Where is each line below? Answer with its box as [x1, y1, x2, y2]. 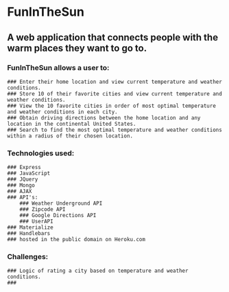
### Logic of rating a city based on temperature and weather [7, 267, 189, 275]
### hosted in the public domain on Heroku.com [7, 236, 146, 243]
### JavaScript [7, 170, 51, 177]
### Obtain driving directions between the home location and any [7, 114, 201, 121]
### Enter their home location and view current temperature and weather [7, 78, 223, 85]
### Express [7, 164, 41, 171]
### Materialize [7, 224, 53, 231]
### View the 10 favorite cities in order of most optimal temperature [7, 102, 216, 109]
